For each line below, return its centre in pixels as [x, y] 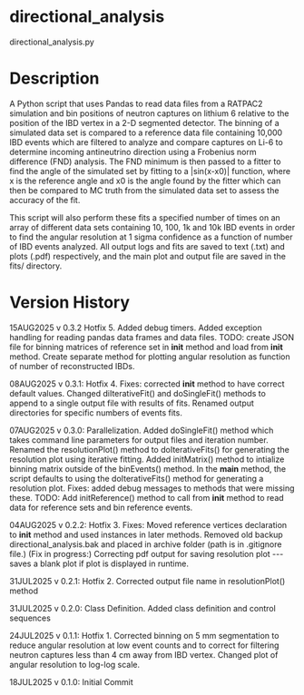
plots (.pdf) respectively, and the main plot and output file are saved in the [147, 256]
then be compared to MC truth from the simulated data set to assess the [144, 190]
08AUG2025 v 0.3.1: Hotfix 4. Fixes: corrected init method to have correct [147, 384]
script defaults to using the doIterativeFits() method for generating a [137, 478]
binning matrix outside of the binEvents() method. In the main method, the [148, 468]
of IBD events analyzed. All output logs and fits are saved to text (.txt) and [147, 246]
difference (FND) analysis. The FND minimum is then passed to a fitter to [145, 162]
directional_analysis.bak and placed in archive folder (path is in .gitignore [146, 544]
